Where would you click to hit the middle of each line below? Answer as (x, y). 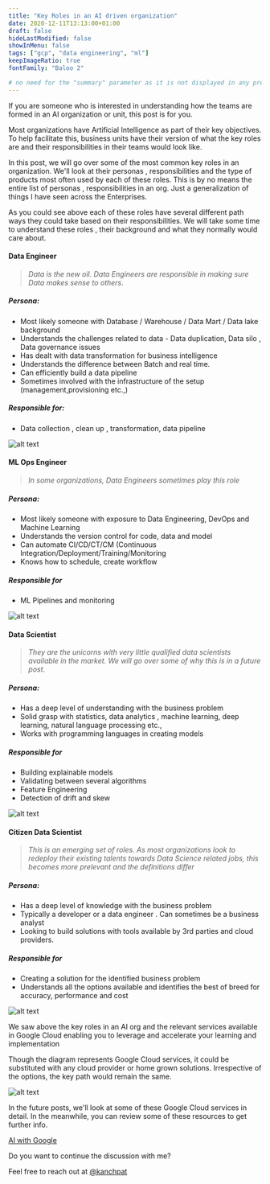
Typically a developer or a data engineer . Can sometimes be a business (139, 915)
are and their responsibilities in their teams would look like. (105, 146)
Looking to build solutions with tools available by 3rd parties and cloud (137, 931)
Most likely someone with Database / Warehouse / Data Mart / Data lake (139, 321)
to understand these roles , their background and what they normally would (133, 229)
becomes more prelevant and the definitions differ (111, 867)
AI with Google (33, 1141)
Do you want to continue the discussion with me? (90, 1156)
